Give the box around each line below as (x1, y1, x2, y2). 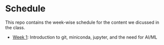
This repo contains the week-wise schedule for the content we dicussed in (5, 19, 159, 25)
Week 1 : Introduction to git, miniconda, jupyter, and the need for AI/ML (12, 34, 157, 40)
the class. (5, 24, 26, 30)
